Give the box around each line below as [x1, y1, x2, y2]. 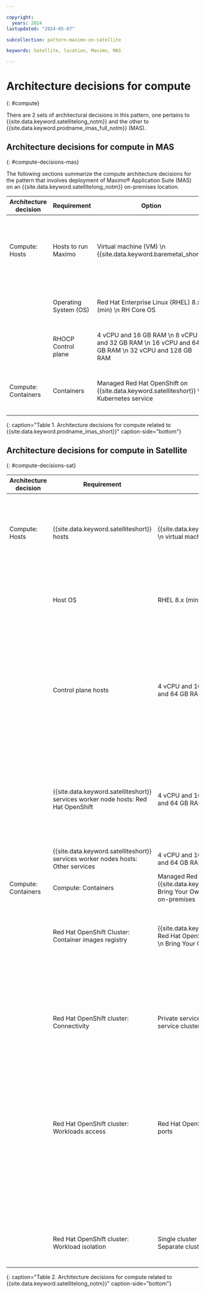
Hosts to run [52, 242, 88, 250]
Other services [52, 862, 96, 870]
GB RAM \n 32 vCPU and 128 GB [96, 346, 192, 354]
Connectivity [52, 1021, 90, 1030]
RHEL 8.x [157, 596, 184, 604]
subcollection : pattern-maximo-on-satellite [6, 37, 121, 43]
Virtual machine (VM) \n [96, 242, 166, 250]
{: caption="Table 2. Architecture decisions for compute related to [6, 1273, 173, 1280]
